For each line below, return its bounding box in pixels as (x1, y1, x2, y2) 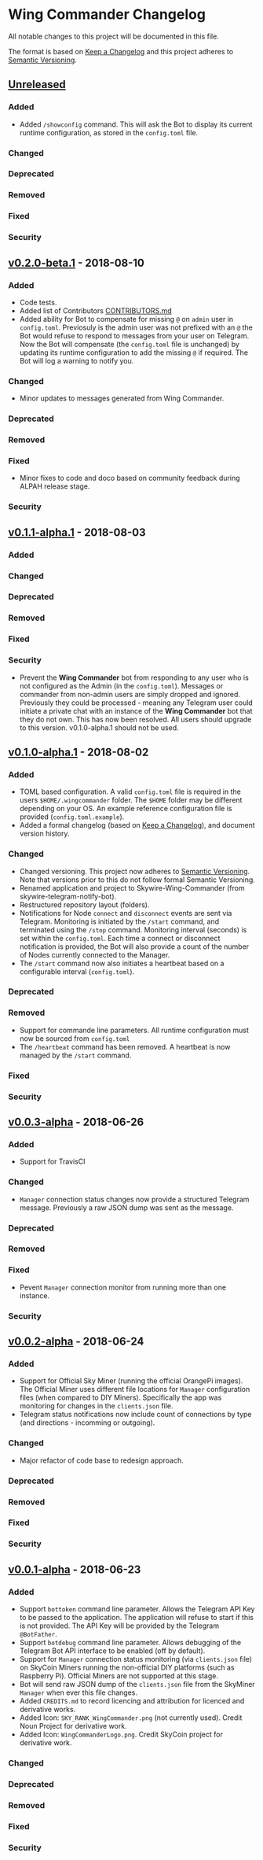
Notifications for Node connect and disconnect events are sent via (19, 908, 232, 917)
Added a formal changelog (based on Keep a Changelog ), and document (19, 821, 255, 830)
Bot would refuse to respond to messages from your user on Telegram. (19, 330, 250, 340)
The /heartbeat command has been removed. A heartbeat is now (19, 1042, 231, 1051)
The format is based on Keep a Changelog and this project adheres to (8, 46, 234, 56)
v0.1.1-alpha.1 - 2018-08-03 (8, 526, 146, 539)
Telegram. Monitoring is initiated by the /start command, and (19, 917, 220, 926)
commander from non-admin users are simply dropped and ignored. (19, 689, 241, 699)
